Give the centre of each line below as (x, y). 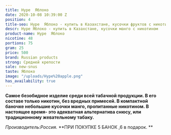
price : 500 (17, 52)
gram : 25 (15, 48)
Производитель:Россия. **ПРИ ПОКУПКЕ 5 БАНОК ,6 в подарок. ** (79, 127)
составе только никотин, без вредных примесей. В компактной (77, 101)
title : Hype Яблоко (27, 10)
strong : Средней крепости (33, 62)
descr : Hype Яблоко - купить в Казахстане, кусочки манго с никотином (82, 29)
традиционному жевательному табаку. (50, 117)
